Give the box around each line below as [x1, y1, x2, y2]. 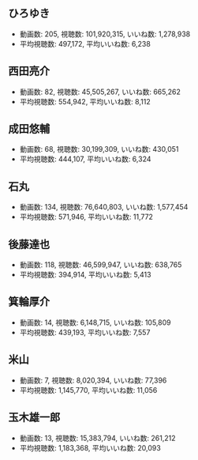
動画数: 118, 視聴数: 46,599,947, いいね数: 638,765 [19, 260, 182, 270]
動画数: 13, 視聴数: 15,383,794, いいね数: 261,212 [19, 433, 176, 443]
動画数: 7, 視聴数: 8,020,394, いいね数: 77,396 [19, 375, 167, 385]
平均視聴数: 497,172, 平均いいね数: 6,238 [19, 39, 151, 48]
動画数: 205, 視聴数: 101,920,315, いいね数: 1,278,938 [19, 29, 191, 39]
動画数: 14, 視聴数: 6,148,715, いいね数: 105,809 [19, 318, 171, 327]
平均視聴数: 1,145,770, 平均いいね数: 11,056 [19, 385, 158, 394]
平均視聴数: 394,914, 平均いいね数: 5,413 [19, 270, 151, 280]
